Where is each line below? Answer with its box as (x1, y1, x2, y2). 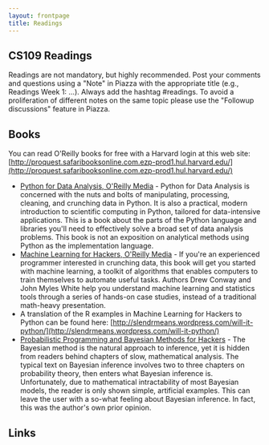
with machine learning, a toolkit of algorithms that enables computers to (19, 266, 259, 277)
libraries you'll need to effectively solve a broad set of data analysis (19, 224, 243, 233)
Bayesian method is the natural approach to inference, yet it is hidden (19, 343, 251, 353)
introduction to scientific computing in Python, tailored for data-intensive (19, 207, 261, 216)
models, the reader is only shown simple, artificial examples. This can (19, 386, 251, 395)
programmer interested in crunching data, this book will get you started (19, 258, 256, 268)
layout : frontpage (8, 11, 70, 20)
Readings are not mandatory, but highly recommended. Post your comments (8, 70, 261, 80)
